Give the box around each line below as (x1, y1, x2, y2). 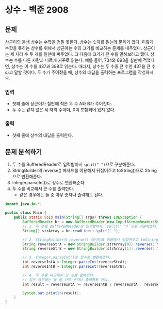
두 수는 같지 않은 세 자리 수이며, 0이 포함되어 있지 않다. (12, 107, 115, 113)
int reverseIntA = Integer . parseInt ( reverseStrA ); (22, 259, 127, 265)
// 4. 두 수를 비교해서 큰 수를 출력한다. (22, 273, 96, 277)
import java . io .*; (5, 202, 42, 206)
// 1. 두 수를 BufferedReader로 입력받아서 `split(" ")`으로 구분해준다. (22, 224, 159, 229)
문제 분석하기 (5, 148, 42, 156)
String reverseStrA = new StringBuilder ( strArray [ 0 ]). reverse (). (22, 241, 158, 247)
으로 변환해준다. (12, 173, 42, 180)
